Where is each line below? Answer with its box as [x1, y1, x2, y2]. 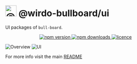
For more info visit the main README [5, 53, 83, 59]
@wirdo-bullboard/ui [18, 8, 109, 19]
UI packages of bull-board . [5, 24, 63, 30]
